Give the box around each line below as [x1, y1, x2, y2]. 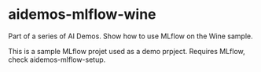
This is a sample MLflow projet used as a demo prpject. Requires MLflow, [8, 46, 245, 56]
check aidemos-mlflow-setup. [8, 55, 106, 64]
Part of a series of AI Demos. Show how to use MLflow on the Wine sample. [8, 31, 253, 41]
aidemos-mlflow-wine [8, 5, 156, 23]
